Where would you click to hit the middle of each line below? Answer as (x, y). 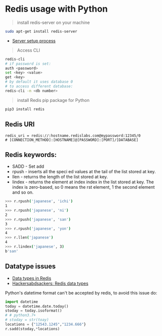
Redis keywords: (31, 155)
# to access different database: (39, 86)
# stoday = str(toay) (27, 320)
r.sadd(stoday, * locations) (32, 329)
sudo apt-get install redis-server (41, 31)
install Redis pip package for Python (53, 100)
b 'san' (12, 251)
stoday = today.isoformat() (34, 311)
